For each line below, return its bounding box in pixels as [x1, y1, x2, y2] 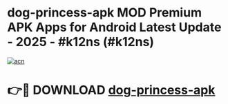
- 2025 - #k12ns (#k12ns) [7, 34, 154, 50]
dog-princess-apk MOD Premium [7, 5, 202, 21]
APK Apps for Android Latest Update [7, 19, 222, 35]
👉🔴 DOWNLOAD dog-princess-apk [7, 83, 216, 98]
